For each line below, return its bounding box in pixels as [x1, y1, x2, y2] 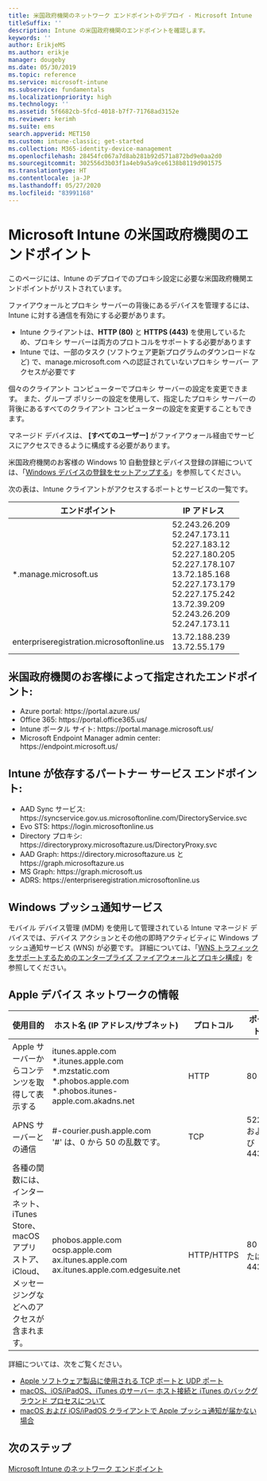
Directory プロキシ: [19, 832, 83, 841]
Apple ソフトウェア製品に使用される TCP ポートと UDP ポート [19, 1376, 224, 1386]
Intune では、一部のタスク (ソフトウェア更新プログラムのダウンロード [19, 347, 249, 356]
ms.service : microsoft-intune [8, 78, 109, 86]
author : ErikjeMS [8, 41, 66, 49]
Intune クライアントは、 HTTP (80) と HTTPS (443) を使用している [19, 327, 239, 336]
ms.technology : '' [8, 100, 69, 108]
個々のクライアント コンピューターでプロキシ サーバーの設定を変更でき [8, 383, 242, 394]
